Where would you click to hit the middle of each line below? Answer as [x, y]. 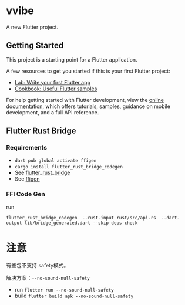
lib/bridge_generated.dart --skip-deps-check [81, 223]
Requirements [27, 148]
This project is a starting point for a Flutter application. [72, 59]
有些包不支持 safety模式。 [38, 265]
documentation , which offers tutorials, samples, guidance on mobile [88, 106]
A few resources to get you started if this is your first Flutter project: [88, 71]
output [14, 223]
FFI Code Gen [26, 194]
